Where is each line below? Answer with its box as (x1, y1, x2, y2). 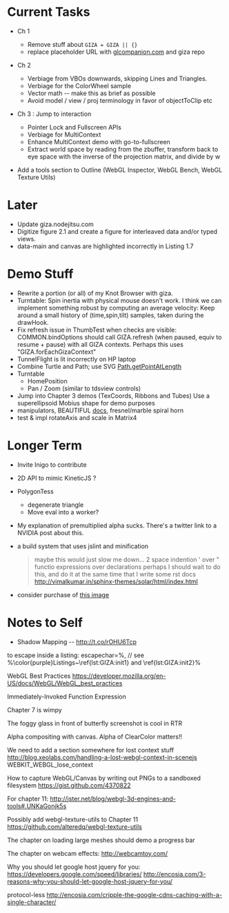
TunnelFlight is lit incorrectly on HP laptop (17, 354, 137, 363)
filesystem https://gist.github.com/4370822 (7, 781, 131, 790)
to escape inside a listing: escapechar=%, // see (7, 651, 145, 659)
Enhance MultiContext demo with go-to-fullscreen (27, 137, 170, 146)
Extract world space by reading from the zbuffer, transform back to (27, 145, 219, 153)
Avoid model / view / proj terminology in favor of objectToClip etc (27, 96, 212, 104)
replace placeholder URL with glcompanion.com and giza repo (27, 48, 206, 56)
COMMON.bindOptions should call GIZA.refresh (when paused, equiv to (17, 332, 222, 341)
